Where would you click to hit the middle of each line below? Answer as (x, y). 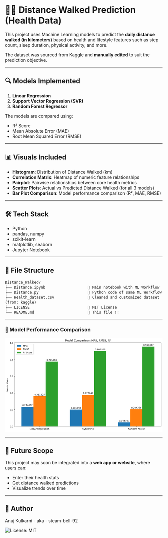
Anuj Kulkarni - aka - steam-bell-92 (42, 521)
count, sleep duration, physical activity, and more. (57, 45)
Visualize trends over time (39, 488)
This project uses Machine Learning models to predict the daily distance (80, 34)
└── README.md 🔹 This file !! (62, 313)
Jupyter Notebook (31, 250)
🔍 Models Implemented (43, 81)
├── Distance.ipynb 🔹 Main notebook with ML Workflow (82, 288)
